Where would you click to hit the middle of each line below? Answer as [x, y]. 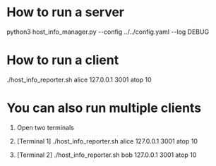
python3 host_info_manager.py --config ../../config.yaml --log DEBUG [108, 32]
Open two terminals [46, 127]
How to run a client [63, 60]
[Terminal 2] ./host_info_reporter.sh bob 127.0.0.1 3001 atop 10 [107, 155]
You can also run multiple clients [104, 108]
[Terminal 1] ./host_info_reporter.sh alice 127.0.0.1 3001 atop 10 [107, 141]
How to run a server [66, 12]
